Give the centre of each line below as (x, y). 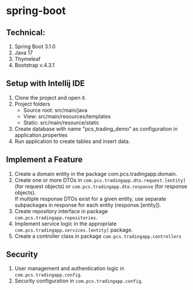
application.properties (41, 135)
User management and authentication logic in (69, 268)
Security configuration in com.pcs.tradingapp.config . (79, 281)
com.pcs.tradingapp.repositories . (56, 217)
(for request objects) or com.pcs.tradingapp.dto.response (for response (101, 186)
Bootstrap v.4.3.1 (35, 65)
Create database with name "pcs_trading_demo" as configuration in (96, 129)
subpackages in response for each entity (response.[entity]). (88, 205)
